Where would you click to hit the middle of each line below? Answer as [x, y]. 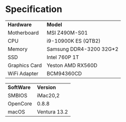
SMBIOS [18, 95]
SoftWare [19, 87]
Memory [18, 49]
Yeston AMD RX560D [72, 65]
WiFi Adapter [23, 73]
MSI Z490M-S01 [67, 33]
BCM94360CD [64, 73]
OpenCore [20, 103]
